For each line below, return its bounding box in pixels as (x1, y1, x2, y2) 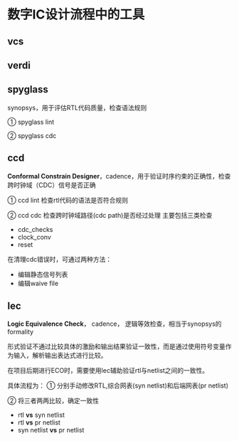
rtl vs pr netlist (17, 418, 60, 427)
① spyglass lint (7, 117, 55, 126)
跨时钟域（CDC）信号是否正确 (7, 181, 96, 189)
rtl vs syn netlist (17, 410, 65, 420)
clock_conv (17, 233, 51, 241)
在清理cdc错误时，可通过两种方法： (7, 255, 112, 263)
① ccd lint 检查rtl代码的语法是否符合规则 (7, 196, 128, 204)
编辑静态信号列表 (17, 270, 68, 278)
